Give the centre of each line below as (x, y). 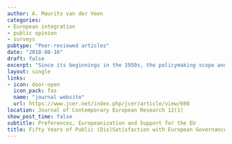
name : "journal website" (49, 98)
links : (17, 78)
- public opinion (32, 33)
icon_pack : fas (35, 91)
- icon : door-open (33, 84)
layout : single (29, 71)
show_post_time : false (40, 116)
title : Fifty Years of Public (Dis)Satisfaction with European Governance (117, 129)
